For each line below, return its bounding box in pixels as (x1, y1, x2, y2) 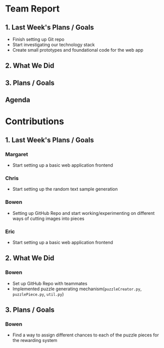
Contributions (5, 116, 64, 127)
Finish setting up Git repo (12, 36, 64, 42)
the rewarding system (12, 337, 57, 343)
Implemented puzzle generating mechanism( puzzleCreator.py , (12, 286, 142, 292)
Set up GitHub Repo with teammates (12, 280, 87, 286)
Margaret (5, 151, 28, 158)
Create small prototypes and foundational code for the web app (12, 47, 143, 53)
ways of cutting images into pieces (12, 215, 84, 221)
